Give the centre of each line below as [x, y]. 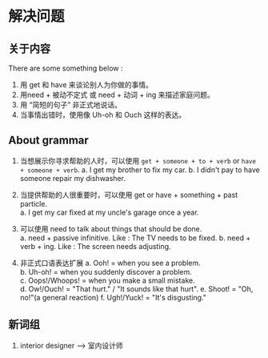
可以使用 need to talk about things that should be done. [111, 228]
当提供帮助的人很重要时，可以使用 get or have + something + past [129, 195]
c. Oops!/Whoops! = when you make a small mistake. [107, 280]
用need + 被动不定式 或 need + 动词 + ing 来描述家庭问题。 [117, 95]
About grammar [49, 141]
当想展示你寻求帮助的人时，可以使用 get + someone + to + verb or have [138, 160]
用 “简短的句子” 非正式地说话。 [71, 105]
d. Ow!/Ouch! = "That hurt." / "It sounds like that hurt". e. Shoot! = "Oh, [136, 288]
